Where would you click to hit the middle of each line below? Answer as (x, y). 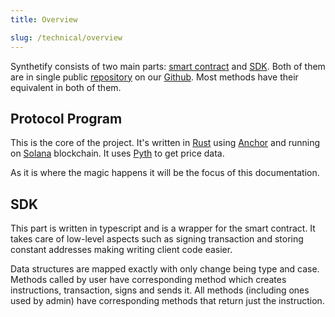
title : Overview (44, 19)
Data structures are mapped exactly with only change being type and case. (165, 269)
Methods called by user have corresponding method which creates (148, 280)
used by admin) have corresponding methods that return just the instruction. (167, 301)
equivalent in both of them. (66, 87)
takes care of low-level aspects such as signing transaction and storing (157, 239)
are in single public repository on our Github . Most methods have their (154, 77)
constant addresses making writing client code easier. (121, 250)
